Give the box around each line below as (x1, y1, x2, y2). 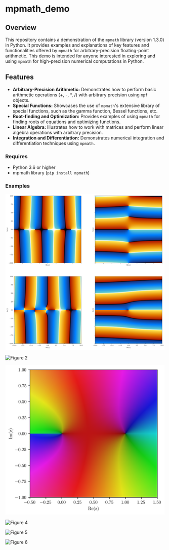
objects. (12, 97, 30, 103)
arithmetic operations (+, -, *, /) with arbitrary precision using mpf (12, 92, 148, 98)
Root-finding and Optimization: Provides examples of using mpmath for (12, 113, 160, 119)
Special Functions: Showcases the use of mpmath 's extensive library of (12, 102, 160, 108)
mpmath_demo (5, 3, 70, 15)
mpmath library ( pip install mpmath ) (12, 170, 90, 176)
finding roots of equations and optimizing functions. (12, 119, 121, 125)
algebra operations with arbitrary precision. (12, 129, 103, 135)
